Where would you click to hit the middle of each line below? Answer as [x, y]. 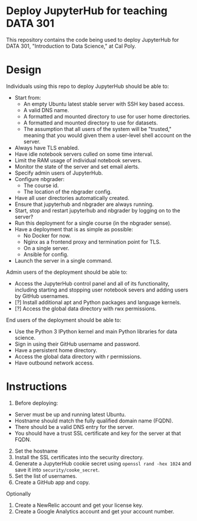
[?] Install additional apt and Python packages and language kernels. [98, 302]
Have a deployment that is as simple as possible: [74, 229]
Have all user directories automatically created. [72, 198]
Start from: [28, 97]
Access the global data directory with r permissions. [78, 356]
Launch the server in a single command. [63, 260]
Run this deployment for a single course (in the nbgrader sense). [93, 223]
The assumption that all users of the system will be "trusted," [98, 129]
